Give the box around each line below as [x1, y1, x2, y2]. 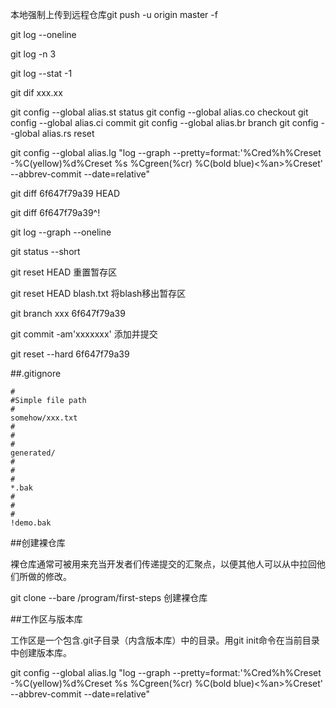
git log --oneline [10, 29, 77, 40]
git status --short [10, 246, 81, 257]
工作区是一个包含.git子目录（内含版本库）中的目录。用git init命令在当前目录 [10, 634, 320, 646]
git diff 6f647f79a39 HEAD [10, 188, 121, 199]
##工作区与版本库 [10, 613, 83, 625]
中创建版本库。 [10, 647, 72, 658]
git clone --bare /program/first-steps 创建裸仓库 [10, 592, 208, 603]
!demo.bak [10, 518, 52, 528]
